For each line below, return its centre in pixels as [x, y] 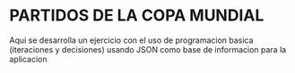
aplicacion [28, 59]
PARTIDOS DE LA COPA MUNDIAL [137, 16]
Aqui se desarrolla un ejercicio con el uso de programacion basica [131, 40]
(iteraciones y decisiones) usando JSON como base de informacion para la [148, 49]
